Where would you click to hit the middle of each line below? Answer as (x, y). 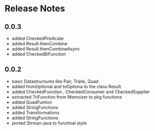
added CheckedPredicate (38, 38)
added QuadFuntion (32, 102)
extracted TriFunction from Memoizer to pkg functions (67, 97)
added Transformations (36, 112)
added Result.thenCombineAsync (46, 49)
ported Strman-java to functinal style (49, 123)
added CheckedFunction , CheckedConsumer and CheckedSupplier (81, 92)
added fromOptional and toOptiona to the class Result (66, 86)
